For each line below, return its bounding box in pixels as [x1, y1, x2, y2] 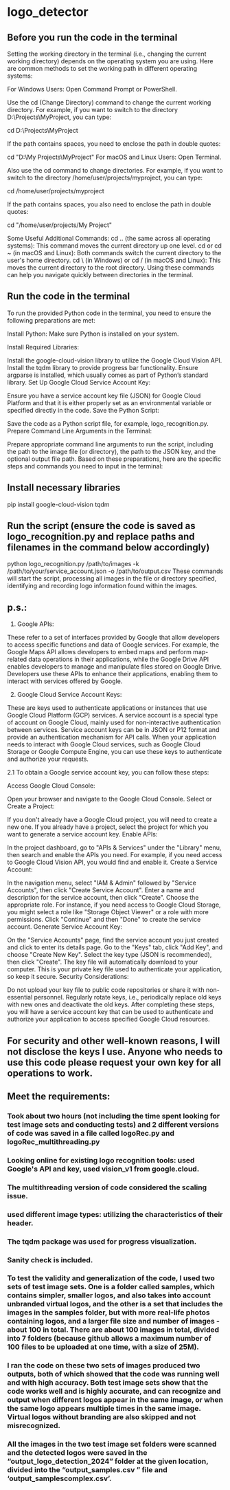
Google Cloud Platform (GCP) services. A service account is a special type [7, 711, 218, 720]
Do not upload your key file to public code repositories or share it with [7, 986, 205, 994]
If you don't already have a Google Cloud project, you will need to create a [7, 816, 218, 824]
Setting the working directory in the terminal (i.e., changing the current [7, 50, 207, 58]
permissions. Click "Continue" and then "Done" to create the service [7, 916, 201, 924]
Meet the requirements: [7, 1091, 111, 1103]
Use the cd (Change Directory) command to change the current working [7, 98, 211, 107]
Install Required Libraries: [7, 343, 79, 351]
